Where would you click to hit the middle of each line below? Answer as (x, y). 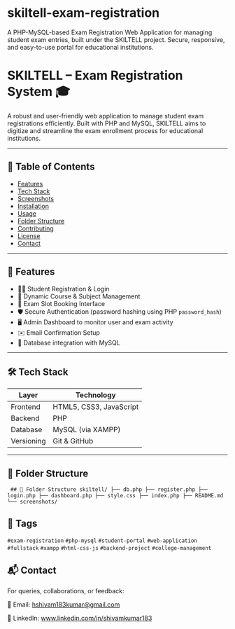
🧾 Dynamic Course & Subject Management (79, 296)
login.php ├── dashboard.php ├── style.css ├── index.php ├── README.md (115, 496)
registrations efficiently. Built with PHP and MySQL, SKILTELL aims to (107, 123)
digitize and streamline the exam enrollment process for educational (105, 130)
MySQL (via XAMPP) (87, 430)
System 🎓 (39, 92)
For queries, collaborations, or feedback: (66, 590)
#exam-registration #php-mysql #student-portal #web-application (102, 541)
